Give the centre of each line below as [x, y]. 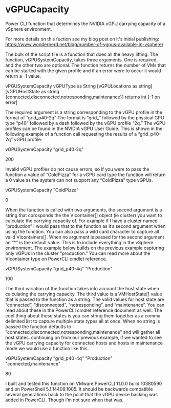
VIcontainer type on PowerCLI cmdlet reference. [56, 259]
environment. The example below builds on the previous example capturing [85, 248]
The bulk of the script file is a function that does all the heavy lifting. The [82, 54]
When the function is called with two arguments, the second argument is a [84, 210]
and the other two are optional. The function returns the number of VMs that [86, 65]
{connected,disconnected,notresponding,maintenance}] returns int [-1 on [83, 97]
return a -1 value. [23, 76]
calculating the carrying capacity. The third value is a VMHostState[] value [84, 294]
